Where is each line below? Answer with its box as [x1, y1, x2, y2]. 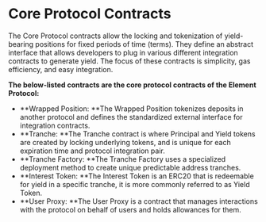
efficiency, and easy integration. [8, 64, 114, 74]
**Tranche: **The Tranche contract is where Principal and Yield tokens [19, 128, 256, 139]
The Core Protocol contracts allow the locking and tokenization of [8, 31, 223, 40]
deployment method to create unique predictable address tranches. [19, 163, 241, 172]
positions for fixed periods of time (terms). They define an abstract [35, 39, 254, 48]
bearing [8, 39, 34, 48]
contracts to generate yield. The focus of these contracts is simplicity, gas [8, 56, 251, 66]
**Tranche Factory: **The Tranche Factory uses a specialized [19, 154, 226, 163]
